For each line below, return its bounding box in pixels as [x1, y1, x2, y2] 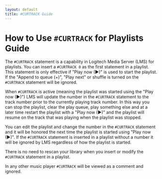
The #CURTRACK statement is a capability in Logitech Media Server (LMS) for [5, 59, 155, 65]
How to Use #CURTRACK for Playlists [5, 33, 144, 44]
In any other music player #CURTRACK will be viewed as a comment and [5, 163, 144, 169]
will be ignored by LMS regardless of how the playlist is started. [5, 139, 132, 146]
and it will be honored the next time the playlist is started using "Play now [5, 129, 151, 135]
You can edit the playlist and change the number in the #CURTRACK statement [5, 124, 156, 130]
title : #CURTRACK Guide [5, 12, 53, 16]
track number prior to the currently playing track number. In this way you [5, 99, 150, 105]
